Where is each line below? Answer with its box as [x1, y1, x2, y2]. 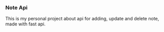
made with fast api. [5, 21, 46, 27]
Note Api [5, 4, 28, 11]
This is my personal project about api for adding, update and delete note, [5, 16, 159, 22]
